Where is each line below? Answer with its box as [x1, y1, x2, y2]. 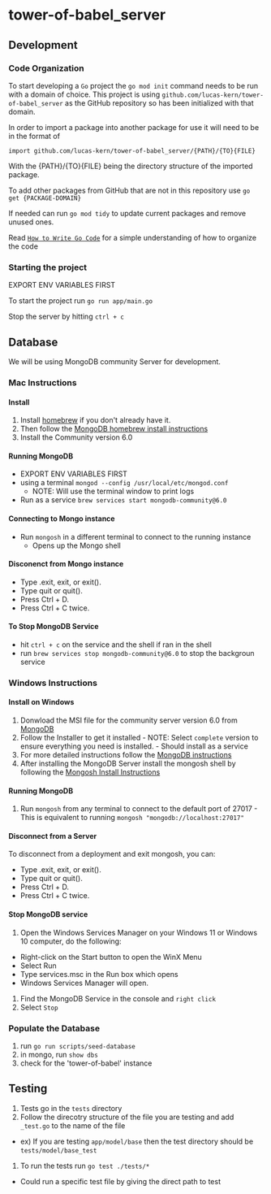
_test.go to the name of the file [19, 1120, 126, 1131]
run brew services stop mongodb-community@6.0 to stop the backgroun [19, 648, 255, 658]
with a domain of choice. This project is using [8, 89, 161, 99]
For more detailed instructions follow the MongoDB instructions [19, 750, 232, 760]
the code [8, 241, 39, 251]
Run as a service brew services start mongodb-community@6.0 [19, 495, 227, 505]
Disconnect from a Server [8, 831, 97, 840]
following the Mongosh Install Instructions [19, 767, 161, 777]
